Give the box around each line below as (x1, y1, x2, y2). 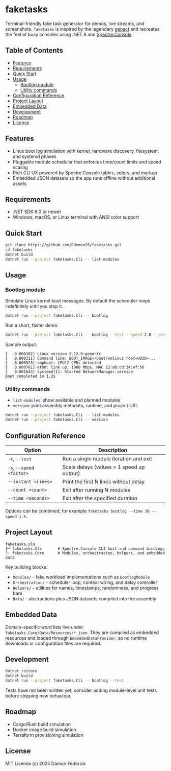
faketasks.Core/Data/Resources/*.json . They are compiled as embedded (5, 629, 159, 636)
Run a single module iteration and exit (62, 455, 152, 462)
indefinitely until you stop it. (5, 303, 64, 310)
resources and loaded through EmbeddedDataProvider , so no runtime (5, 635, 147, 641)
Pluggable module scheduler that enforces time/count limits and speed (12, 158, 161, 165)
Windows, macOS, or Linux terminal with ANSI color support (12, 214, 139, 220)
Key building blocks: (5, 564, 48, 570)
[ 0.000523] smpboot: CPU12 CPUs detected (5, 360, 101, 366)
